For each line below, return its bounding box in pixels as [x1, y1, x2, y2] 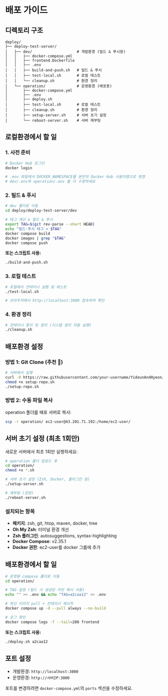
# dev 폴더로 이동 [5, 203, 38, 208]
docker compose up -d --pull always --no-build [5, 606, 106, 611]
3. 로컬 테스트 [5, 273, 36, 280]
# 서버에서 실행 [5, 370, 33, 375]
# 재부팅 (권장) [5, 490, 34, 495]
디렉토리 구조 [5, 26, 43, 34]
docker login [5, 165, 32, 170]
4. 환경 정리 [5, 311, 31, 318]
